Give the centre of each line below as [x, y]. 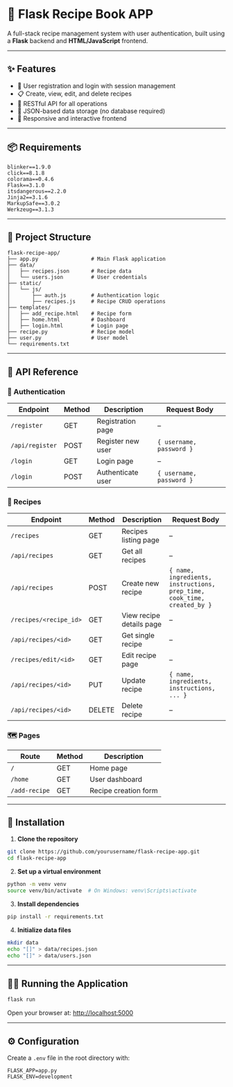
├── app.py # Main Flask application [87, 259]
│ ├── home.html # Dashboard [67, 320]
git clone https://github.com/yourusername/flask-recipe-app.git [103, 852]
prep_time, [187, 591]
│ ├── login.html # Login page [68, 326]
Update [133, 681]
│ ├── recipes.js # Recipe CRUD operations [87, 302]
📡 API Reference [43, 371]
